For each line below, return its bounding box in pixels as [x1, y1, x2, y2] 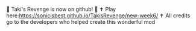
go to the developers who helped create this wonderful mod [6, 18, 156, 25]
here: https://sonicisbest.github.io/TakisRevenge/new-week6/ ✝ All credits [6, 12, 191, 19]
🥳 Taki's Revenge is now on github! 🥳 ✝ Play [6, 6, 116, 13]
